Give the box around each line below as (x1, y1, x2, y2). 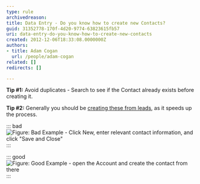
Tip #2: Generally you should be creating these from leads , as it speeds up (6, 105, 192, 112)
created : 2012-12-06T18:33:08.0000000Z (6, 37, 107, 43)
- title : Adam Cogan (6, 48, 58, 54)
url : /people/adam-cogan (11, 54, 74, 60)
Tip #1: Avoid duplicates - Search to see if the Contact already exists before (6, 87, 195, 94)
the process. (6, 111, 37, 118)
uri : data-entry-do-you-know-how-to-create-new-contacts (6, 31, 152, 37)
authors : (6, 43, 28, 49)
